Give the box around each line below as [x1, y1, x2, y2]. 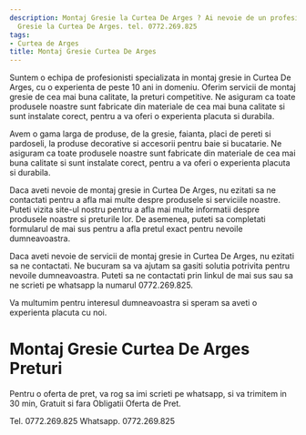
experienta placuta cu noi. [9, 307, 107, 319]
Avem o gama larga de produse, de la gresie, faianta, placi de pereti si [9, 128, 271, 139]
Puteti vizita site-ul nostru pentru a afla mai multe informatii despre [9, 204, 260, 215]
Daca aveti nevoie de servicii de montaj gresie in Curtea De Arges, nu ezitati [9, 251, 294, 262]
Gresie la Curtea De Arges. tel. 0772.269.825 [17, 22, 198, 31]
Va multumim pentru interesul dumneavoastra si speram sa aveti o [9, 298, 258, 309]
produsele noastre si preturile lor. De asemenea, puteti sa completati [9, 214, 266, 225]
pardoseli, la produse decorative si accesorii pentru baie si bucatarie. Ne [9, 138, 282, 149]
